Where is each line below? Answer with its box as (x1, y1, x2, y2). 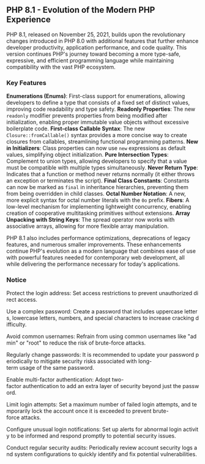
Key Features (6, 78, 47, 87)
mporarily (6, 407, 31, 415)
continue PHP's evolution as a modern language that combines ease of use (6, 247, 196, 255)
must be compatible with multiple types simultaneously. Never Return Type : (6, 164, 199, 171)
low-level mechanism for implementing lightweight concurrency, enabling (6, 203, 192, 211)
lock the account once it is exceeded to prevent (31, 407, 152, 415)
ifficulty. (6, 321, 27, 328)
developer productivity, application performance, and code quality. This (6, 43, 187, 51)
